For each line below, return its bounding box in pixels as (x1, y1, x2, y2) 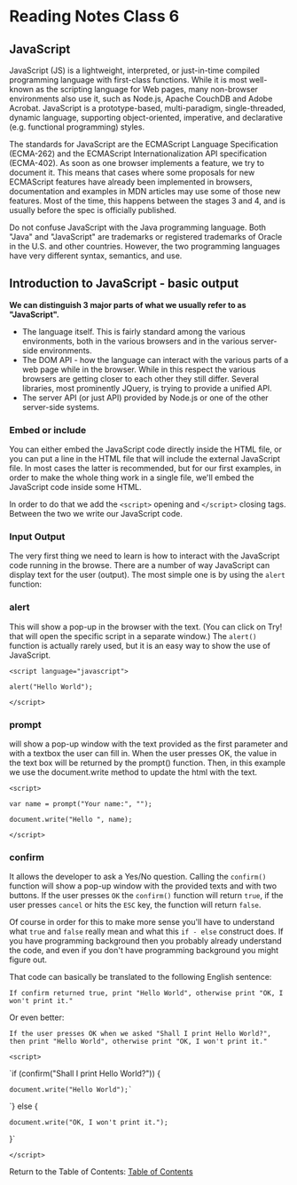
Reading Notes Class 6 (9, 6, 180, 27)
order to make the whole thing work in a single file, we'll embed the (9, 472, 254, 483)
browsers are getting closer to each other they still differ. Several (21, 373, 260, 383)
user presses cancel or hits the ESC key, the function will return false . (9, 899, 262, 911)
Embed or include (9, 423, 87, 436)
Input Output (9, 531, 66, 543)
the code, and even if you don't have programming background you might (9, 945, 279, 956)
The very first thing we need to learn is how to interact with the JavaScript (9, 550, 280, 561)
